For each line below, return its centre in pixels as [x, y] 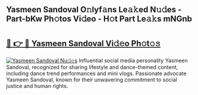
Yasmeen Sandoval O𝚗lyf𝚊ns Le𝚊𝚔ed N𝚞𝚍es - [94, 10]
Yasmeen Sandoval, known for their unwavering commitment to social [92, 80]
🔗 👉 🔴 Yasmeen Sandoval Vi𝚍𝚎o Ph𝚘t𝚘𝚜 [84, 43]
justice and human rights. [37, 86]
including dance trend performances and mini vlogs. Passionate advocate [96, 73]
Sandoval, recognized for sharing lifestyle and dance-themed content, [92, 67]
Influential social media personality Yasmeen [133, 60]
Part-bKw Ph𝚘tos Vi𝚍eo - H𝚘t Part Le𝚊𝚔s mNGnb [99, 19]
